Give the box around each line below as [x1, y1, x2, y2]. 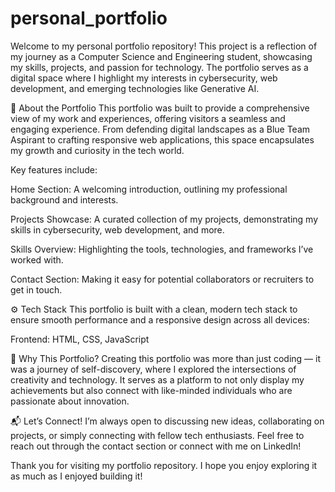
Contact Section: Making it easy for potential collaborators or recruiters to [10, 273, 315, 285]
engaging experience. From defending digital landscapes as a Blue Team [10, 123, 311, 135]
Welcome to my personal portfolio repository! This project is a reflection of [10, 40, 318, 52]
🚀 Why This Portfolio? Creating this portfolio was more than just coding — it [10, 352, 322, 364]
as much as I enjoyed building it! [10, 470, 143, 482]
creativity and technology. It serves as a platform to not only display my [10, 373, 305, 386]
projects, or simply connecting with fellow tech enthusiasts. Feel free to [10, 429, 305, 441]
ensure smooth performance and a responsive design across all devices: [10, 313, 310, 326]
